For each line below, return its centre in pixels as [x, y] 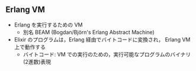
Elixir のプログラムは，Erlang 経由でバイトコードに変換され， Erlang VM [102, 39]
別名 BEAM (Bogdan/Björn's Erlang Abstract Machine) [89, 32]
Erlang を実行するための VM [48, 25]
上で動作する [30, 47]
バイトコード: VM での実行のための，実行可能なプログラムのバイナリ [107, 54]
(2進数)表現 [37, 62]
